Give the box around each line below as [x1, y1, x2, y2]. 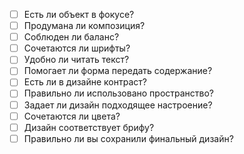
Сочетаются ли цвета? [23, 110, 121, 122]
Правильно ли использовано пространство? [23, 87, 215, 99]
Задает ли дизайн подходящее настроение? [23, 99, 213, 111]
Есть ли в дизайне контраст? [23, 76, 147, 88]
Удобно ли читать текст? [23, 54, 130, 66]
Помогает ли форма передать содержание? [23, 65, 213, 77]
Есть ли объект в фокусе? [23, 9, 135, 20]
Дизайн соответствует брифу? [23, 121, 155, 133]
